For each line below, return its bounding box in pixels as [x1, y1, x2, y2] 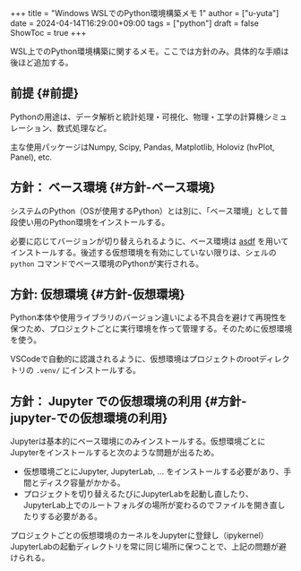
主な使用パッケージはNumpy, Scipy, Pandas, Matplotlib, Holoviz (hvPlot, [10, 142, 276, 152]
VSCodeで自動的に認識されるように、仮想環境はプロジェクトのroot [10, 353, 259, 365]
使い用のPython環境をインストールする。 [17, 216, 170, 227]
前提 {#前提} [10, 86, 80, 101]
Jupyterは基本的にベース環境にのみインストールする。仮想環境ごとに [10, 436, 266, 446]
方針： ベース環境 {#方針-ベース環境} [10, 180, 216, 195]
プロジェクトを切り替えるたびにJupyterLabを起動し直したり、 [22, 489, 254, 499]
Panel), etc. [10, 151, 53, 162]
